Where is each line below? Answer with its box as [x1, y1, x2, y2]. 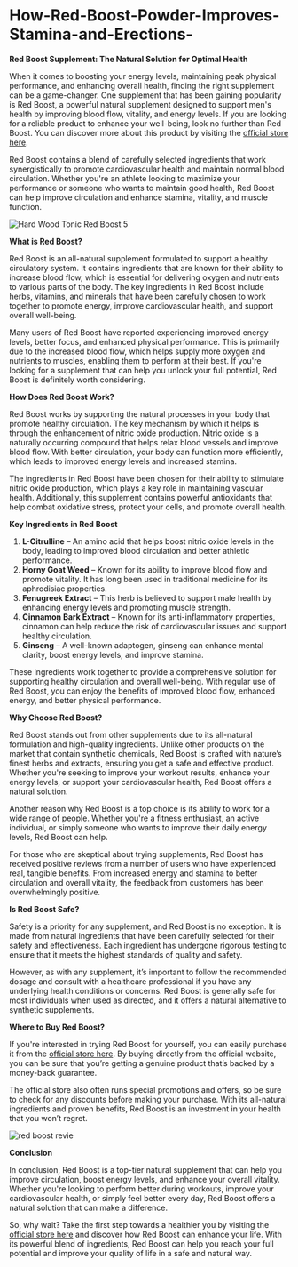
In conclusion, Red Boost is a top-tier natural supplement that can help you [9, 1164, 282, 1175]
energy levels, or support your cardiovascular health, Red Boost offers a [9, 776, 272, 787]
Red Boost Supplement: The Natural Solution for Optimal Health [9, 53, 248, 64]
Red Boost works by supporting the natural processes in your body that [9, 408, 271, 419]
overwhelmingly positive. [9, 886, 100, 897]
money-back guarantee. [9, 1067, 98, 1078]
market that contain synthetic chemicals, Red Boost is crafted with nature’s [9, 748, 282, 758]
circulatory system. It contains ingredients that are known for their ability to [9, 262, 284, 273]
